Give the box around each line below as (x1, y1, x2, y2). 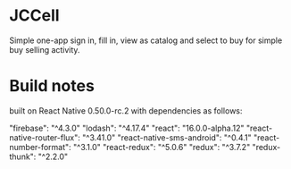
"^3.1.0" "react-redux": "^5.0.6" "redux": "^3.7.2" (72, 141, 251, 152)
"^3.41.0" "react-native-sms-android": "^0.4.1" (81, 131, 252, 143)
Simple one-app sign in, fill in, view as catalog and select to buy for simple (9, 35, 283, 46)
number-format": (9, 141, 71, 152)
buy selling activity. (9, 44, 80, 55)
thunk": (9, 151, 37, 162)
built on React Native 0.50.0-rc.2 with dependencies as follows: (9, 105, 243, 116)
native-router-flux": (9, 131, 80, 143)
